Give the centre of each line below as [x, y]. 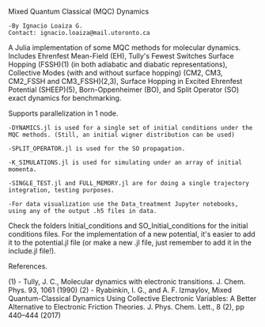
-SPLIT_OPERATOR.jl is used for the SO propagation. [97, 149]
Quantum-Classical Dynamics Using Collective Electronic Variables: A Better [132, 298]
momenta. [23, 169]
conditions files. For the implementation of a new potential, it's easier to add [132, 234]
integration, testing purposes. [61, 190]
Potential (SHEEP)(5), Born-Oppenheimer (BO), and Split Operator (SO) [124, 89]
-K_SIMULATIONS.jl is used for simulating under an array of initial [125, 162]
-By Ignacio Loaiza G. [45, 26]
